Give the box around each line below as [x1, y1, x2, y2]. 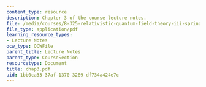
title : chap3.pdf [6, 66, 51, 72]
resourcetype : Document [6, 60, 67, 66]
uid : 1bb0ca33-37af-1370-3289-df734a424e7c [6, 72, 120, 78]
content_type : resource [6, 9, 67, 15]
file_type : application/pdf [6, 26, 78, 32]
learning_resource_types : [6, 32, 72, 38]
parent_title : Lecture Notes [6, 49, 81, 55]
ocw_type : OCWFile [6, 43, 53, 50]
